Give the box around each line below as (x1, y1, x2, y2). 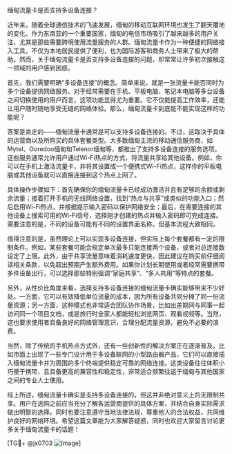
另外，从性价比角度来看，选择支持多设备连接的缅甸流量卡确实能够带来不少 (7, 284, 219, 292)
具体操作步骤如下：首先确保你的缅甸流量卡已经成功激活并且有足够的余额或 (7, 186, 219, 193)
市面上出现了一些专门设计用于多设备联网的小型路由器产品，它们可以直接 (12, 351, 219, 358)
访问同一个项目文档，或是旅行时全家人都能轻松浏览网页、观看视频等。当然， (7, 310, 225, 317)
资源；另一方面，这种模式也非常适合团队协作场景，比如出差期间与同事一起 (12, 301, 225, 309)
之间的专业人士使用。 (7, 376, 68, 384)
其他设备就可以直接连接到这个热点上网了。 (19, 171, 140, 179)
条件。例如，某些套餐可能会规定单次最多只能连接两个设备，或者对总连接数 (12, 244, 225, 251)
